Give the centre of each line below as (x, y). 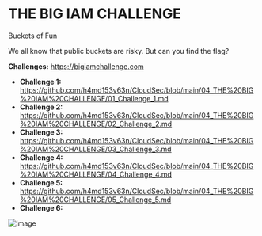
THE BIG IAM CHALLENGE (95, 14)
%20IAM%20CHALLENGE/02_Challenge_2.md (96, 124)
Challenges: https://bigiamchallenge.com (76, 66)
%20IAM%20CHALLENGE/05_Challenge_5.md (95, 200)
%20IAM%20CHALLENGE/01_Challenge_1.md (94, 98)
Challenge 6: (41, 207)
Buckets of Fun (33, 36)
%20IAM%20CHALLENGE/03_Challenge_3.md (95, 149)
